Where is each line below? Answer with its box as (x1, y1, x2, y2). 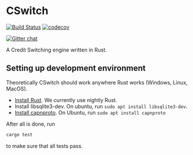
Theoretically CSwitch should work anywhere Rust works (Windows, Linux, (6, 79, 188, 86)
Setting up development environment (6, 63, 146, 73)
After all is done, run (6, 120, 55, 127)
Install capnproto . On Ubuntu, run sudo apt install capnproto (14, 109, 166, 116)
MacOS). (6, 85, 28, 92)
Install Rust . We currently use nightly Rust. (14, 96, 118, 103)
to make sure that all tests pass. (6, 142, 84, 149)
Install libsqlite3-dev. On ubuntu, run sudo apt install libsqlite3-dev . (14, 103, 188, 110)
